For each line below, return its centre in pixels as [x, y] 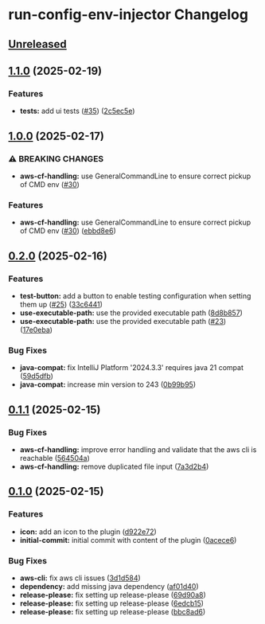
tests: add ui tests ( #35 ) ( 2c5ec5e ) [77, 111]
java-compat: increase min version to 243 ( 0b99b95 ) [108, 384]
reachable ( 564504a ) [55, 458]
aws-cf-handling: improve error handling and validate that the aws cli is [138, 449]
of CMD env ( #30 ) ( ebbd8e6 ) [68, 231]
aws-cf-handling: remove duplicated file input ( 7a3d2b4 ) [114, 466]
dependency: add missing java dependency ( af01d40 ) [109, 586]
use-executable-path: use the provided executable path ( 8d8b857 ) [131, 313]
